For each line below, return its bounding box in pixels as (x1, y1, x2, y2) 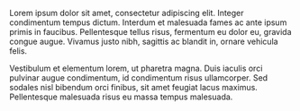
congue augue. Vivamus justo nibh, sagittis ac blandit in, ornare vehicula (9, 36, 278, 47)
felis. (9, 46, 28, 56)
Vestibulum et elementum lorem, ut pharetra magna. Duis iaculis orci (9, 63, 263, 73)
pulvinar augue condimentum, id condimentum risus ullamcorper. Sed (9, 73, 268, 83)
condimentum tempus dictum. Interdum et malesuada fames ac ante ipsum (9, 17, 287, 28)
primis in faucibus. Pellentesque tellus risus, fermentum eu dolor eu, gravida (9, 27, 292, 37)
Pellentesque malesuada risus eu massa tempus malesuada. (9, 91, 233, 102)
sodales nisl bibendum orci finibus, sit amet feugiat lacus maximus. (9, 82, 259, 92)
